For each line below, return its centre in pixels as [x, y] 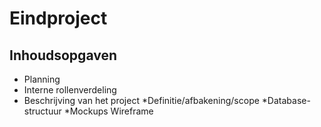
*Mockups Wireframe [108, 111]
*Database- [286, 100]
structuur [42, 111]
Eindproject [58, 18]
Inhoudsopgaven [63, 55]
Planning [42, 79]
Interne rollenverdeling [70, 90]
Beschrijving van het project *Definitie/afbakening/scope [141, 100]
